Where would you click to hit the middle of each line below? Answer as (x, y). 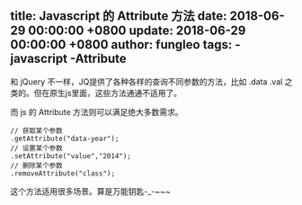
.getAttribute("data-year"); (65, 138)
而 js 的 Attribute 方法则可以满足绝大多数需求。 (97, 111)
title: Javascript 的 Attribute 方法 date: (119, 16)
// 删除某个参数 (36, 165)
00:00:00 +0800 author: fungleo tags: (121, 45)
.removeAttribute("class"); (63, 174)
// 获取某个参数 (36, 130)
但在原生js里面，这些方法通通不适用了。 (108, 93)
